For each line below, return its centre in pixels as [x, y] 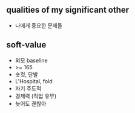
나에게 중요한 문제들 [38, 25]
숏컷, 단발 [26, 74]
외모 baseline [31, 60]
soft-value [26, 45]
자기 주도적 [28, 88]
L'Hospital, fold [34, 81]
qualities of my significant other [68, 10]
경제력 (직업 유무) [36, 96]
